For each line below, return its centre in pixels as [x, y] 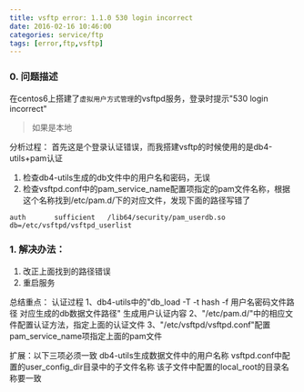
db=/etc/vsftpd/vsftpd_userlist [71, 225]
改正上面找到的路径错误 [66, 271]
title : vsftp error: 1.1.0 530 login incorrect [101, 18]
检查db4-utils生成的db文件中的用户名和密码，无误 [117, 177]
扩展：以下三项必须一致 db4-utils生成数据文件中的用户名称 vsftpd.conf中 [146, 355]
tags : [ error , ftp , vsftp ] [56, 43]
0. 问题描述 [34, 76]
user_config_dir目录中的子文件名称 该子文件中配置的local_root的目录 [153, 367]
